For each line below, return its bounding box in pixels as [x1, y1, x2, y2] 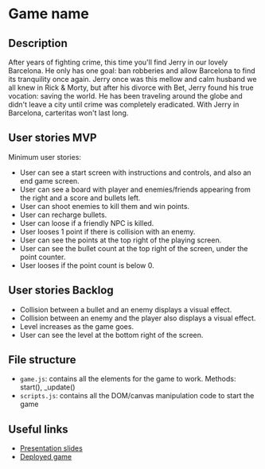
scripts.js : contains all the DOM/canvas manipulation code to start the [19, 391, 255, 401]
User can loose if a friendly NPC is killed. [19, 218, 154, 227]
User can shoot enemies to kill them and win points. [19, 201, 189, 211]
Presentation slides [19, 444, 84, 453]
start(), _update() [19, 382, 76, 392]
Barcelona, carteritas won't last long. [8, 108, 129, 118]
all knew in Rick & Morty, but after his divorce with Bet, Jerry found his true [8, 83, 254, 92]
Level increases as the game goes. [19, 321, 134, 331]
